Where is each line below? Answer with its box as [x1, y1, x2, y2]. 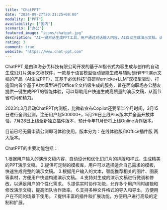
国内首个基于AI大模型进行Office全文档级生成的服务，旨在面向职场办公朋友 [9, 82, 162, 88]
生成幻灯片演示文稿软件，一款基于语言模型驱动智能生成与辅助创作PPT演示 [5, 69, 158, 75]
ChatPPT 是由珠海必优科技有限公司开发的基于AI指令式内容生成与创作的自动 [5, 63, 160, 69]
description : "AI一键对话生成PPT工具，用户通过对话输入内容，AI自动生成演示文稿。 [5, 35, 160, 40]
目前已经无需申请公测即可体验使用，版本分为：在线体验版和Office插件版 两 [5, 128, 159, 134]
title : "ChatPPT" [5, 7, 41, 12]
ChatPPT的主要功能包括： [5, 145, 58, 151]
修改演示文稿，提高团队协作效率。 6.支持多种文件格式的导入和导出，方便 [5, 187, 154, 193]
